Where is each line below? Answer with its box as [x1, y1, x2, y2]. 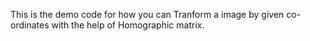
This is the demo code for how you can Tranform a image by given [10, 9, 285, 20]
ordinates [10, 19, 50, 31]
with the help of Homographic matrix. [51, 19, 205, 31]
